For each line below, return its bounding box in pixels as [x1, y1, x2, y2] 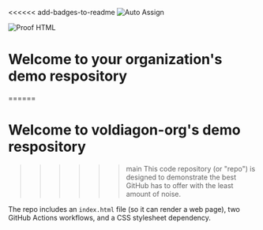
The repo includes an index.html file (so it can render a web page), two [8, 204, 241, 213]
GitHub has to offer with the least [126, 180, 234, 190]
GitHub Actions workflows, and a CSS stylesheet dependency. [8, 213, 212, 222]
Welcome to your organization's [8, 51, 223, 69]
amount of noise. [126, 189, 182, 198]
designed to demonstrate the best [126, 172, 237, 182]
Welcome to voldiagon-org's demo [8, 121, 241, 139]
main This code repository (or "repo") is [126, 164, 256, 173]
